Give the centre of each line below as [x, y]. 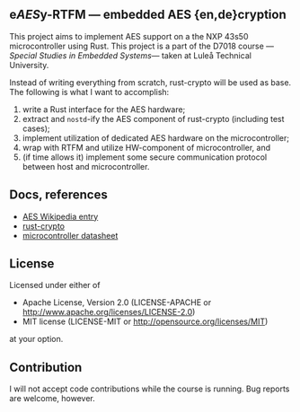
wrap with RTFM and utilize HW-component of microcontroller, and [146, 147]
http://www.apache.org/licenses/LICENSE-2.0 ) [109, 312]
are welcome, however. [53, 399]
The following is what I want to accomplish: [89, 92]
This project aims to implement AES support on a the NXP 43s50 [129, 36]
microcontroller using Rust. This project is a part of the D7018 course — [142, 46]
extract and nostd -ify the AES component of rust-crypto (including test [153, 118]
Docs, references [58, 195]
